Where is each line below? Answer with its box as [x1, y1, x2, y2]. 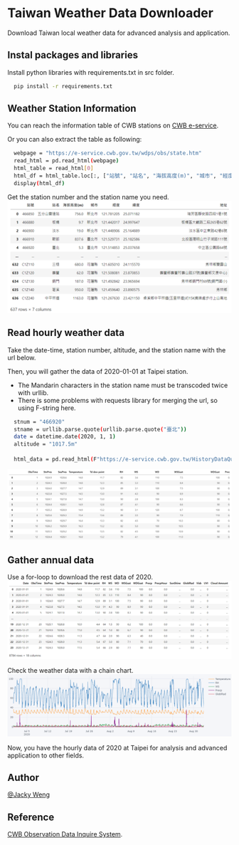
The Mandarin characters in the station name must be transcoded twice [17, 381, 228, 389]
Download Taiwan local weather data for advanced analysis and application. [7, 28, 230, 37]
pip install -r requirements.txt [14, 83, 113, 90]
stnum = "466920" [14, 418, 65, 425]
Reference [7, 811, 55, 823]
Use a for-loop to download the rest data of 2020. [7, 573, 154, 582]
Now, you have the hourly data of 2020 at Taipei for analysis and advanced [7, 743, 228, 752]
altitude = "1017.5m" [14, 441, 78, 448]
